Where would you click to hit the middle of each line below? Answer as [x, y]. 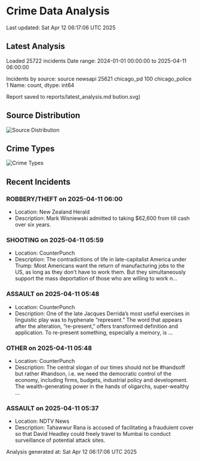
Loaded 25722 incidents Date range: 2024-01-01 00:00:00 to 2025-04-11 [96, 60]
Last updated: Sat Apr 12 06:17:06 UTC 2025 [61, 28]
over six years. [33, 225]
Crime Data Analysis [58, 11]
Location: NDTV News [42, 421]
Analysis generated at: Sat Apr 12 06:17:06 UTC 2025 [72, 452]
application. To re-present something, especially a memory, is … [94, 332]
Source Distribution [43, 116]
